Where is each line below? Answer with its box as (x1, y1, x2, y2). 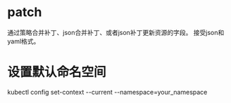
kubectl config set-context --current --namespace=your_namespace (7, 88, 208, 96)
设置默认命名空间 (7, 64, 107, 81)
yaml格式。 (7, 36, 40, 46)
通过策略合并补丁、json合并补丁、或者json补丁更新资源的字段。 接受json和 (7, 28, 225, 36)
